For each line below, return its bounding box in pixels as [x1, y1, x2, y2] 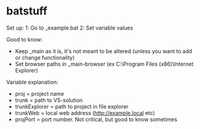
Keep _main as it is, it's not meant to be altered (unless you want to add [14, 47, 193, 55]
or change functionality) [14, 54, 75, 61]
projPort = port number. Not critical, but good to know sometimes [14, 116, 178, 123]
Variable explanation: [6, 78, 58, 86]
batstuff [6, 4, 48, 18]
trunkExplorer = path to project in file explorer [14, 102, 129, 110]
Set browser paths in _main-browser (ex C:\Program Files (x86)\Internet [14, 60, 194, 68]
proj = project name [14, 90, 64, 97]
